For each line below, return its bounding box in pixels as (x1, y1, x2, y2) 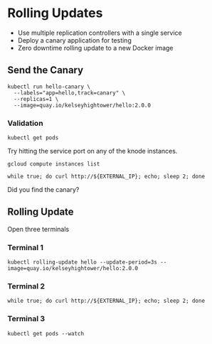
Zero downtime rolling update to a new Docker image (17, 43, 174, 52)
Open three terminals (7, 225, 70, 233)
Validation (7, 118, 44, 128)
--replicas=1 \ (14, 95, 59, 102)
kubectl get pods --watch (7, 330, 84, 337)
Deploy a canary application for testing (17, 36, 132, 44)
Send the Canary (7, 64, 84, 76)
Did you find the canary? (7, 186, 80, 194)
